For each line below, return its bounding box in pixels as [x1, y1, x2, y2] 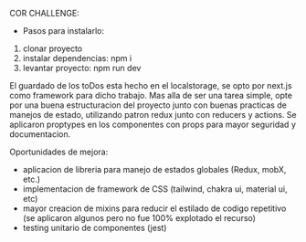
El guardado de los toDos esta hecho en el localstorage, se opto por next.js [9, 80, 292, 90]
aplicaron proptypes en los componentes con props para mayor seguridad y [9, 119, 297, 130]
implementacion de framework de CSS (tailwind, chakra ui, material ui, [22, 184, 288, 195]
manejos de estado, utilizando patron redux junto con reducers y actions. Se [9, 110, 297, 120]
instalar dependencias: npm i [22, 53, 132, 63]
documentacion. [9, 129, 71, 140]
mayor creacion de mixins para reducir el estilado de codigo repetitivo [22, 203, 287, 214]
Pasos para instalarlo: [22, 26, 105, 36]
